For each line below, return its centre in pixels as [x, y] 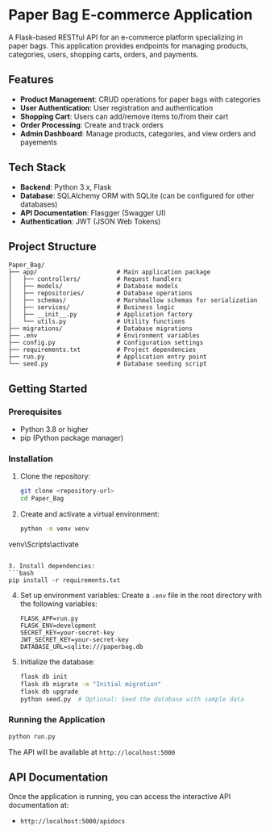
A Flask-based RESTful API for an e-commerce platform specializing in [126, 37]
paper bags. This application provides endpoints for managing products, [128, 45]
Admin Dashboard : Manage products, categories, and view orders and [138, 133]
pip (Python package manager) [72, 438]
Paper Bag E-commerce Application [131, 15]
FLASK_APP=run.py [49, 618]
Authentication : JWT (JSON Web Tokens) [90, 221]
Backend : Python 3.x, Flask [66, 186]
